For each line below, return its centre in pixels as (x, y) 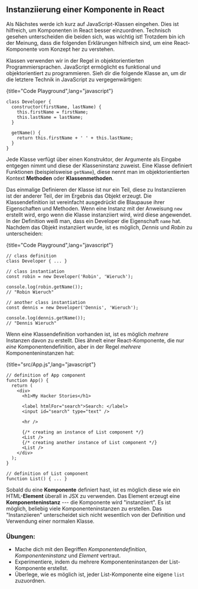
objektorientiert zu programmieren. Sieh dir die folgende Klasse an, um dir (96, 73)
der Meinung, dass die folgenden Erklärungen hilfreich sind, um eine (89, 43)
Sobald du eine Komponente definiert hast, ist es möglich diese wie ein (93, 490)
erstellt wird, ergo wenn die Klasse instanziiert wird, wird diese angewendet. (99, 215)
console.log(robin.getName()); (45, 287)
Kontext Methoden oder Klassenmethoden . (60, 178)
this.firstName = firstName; (53, 112)
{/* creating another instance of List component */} (90, 442)
